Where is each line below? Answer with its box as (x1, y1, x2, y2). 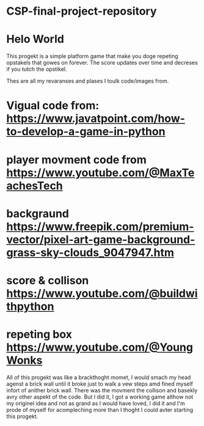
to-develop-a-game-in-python (6, 125, 166, 139)
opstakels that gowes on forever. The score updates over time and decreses (6, 59, 199, 67)
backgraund (6, 207, 69, 221)
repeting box (6, 328, 72, 342)
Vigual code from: (6, 99, 100, 112)
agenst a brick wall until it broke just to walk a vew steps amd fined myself (6, 380, 194, 387)
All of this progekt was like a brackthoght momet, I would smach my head (6, 373, 191, 381)
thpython (6, 299, 54, 313)
